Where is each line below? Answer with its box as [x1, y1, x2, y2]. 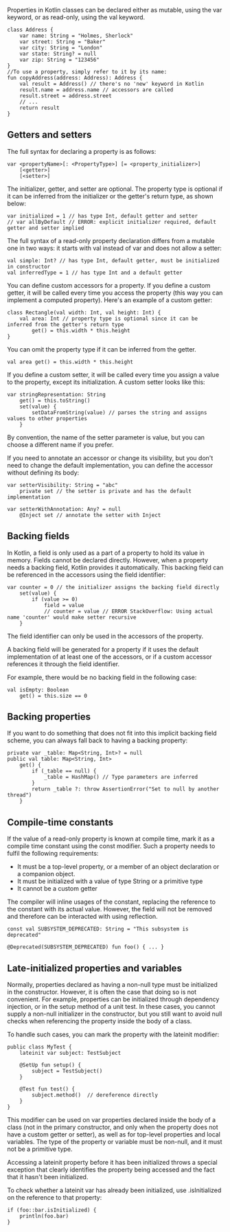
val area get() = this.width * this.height [7, 358, 134, 365]
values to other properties [7, 415, 88, 422]
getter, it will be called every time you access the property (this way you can [7, 288, 223, 297]
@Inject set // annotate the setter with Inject [19, 512, 161, 518]
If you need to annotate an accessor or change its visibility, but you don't [7, 453, 214, 462]
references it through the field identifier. [7, 659, 120, 668]
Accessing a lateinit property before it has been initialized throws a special [7, 1159, 218, 1167]
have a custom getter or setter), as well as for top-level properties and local [7, 1130, 221, 1139]
